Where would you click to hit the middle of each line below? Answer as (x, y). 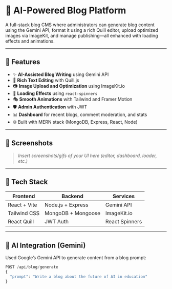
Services (124, 196)
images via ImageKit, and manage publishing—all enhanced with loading (82, 35)
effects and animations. (30, 41)
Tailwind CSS (24, 214)
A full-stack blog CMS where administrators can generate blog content (80, 25)
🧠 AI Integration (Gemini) (46, 245)
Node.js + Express (66, 205)
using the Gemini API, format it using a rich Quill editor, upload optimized (82, 30)
